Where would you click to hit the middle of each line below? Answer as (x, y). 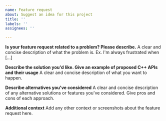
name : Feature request (29, 10)
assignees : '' (20, 28)
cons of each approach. (30, 98)
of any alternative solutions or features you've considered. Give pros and (80, 93)
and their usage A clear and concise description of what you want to (76, 72)
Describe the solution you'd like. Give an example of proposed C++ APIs (81, 67)
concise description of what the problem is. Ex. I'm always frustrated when (82, 52)
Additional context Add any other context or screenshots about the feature (83, 108)
